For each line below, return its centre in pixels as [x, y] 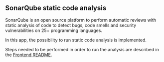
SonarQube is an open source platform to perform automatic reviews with [81, 20]
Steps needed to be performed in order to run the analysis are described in [82, 49]
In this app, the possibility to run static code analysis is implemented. [76, 40]
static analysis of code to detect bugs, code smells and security [71, 25]
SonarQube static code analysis [56, 8]
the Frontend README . [29, 55]
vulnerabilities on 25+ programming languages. [54, 30]
